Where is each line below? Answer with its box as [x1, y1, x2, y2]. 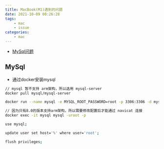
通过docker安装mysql [12, 76, 56, 82]
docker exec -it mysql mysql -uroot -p [5, 113, 86, 118]
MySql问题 [12, 48, 34, 54]
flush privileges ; [5, 139, 42, 144]
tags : [5, 16, 16, 21]
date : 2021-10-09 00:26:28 [5, 12, 60, 17]
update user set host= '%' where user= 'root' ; [5, 130, 99, 135]
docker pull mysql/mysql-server [5, 91, 71, 96]
